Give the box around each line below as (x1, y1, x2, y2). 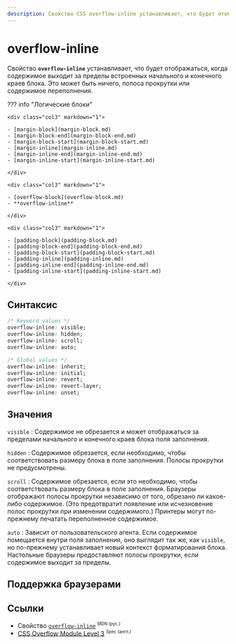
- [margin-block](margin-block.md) (7, 126, 112, 133)
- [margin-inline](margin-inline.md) (7, 144, 118, 151)
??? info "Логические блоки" (7, 100, 93, 108)
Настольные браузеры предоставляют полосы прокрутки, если (7, 550, 199, 559)
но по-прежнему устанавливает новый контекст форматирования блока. (7, 543, 227, 551)
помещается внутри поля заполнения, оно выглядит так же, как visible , (7, 536, 225, 544)
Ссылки (7, 602, 44, 614)
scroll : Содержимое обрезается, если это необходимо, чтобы (7, 476, 198, 486)
